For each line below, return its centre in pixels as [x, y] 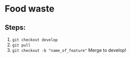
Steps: [15, 27]
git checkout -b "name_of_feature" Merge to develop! [69, 50]
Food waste [30, 9]
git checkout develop [35, 40]
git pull [21, 45]
